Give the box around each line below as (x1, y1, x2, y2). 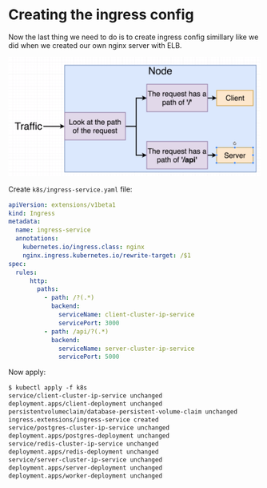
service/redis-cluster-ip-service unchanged (8, 440, 159, 448)
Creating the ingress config (8, 6, 194, 24)
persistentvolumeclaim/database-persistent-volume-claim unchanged (8, 408, 238, 416)
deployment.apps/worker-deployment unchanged (8, 472, 162, 480)
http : (29, 276, 48, 285)
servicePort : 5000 (58, 353, 120, 361)
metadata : (8, 218, 42, 226)
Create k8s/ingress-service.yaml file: (8, 184, 133, 194)
